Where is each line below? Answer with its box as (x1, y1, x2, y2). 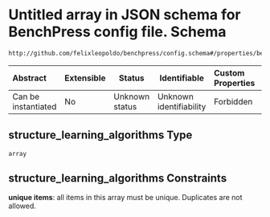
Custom (214, 67, 245, 78)
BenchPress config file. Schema (8, 23, 227, 41)
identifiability (157, 100, 207, 112)
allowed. (8, 201, 36, 211)
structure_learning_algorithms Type (8, 129, 193, 142)
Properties (214, 77, 256, 88)
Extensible (63, 72, 106, 84)
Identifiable (159, 72, 205, 84)
